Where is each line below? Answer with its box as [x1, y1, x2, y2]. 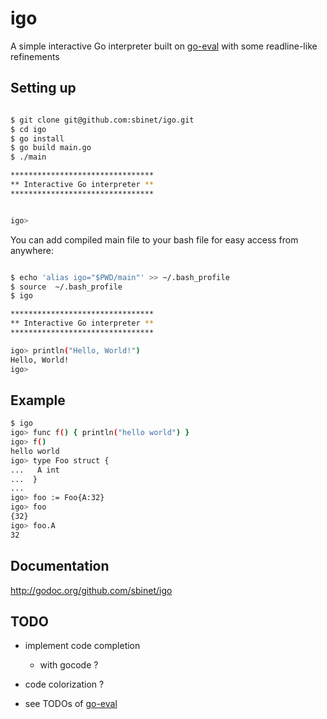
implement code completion [24, 640, 141, 652]
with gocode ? [39, 659, 99, 671]
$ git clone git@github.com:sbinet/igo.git [10, 115, 195, 125]
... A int [10, 465, 60, 475]
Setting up [10, 80, 77, 97]
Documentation [10, 558, 110, 575]
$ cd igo [10, 124, 47, 134]
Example [10, 392, 66, 409]
